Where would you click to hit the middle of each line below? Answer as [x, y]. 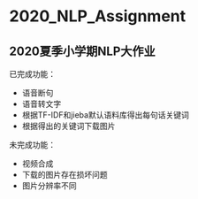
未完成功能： [32, 145]
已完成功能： [32, 74]
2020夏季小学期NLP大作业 [83, 51]
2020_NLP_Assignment [98, 16]
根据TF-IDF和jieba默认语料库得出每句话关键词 [106, 115]
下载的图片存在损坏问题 [65, 175]
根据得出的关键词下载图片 [69, 126]
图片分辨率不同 [49, 186]
